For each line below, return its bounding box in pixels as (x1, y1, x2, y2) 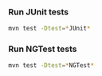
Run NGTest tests (8, 43, 77, 54)
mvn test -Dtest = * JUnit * (8, 25, 91, 33)
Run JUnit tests (8, 6, 69, 18)
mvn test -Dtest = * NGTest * (8, 62, 94, 70)
